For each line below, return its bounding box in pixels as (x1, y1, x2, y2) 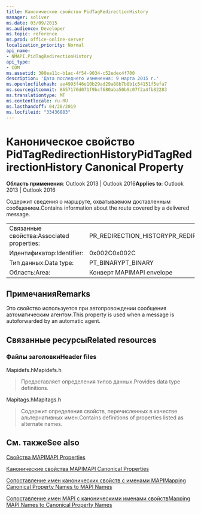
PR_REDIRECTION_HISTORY (89, 232, 169, 240)
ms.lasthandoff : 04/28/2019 (6, 103, 77, 110)
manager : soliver (6, 14, 50, 20)
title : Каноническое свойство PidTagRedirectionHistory (6, 8, 148, 15)
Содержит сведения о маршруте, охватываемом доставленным (6, 198, 171, 205)
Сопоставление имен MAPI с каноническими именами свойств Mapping (6, 495, 190, 502)
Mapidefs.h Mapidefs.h (6, 366, 62, 373)
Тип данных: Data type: (9, 259, 74, 267)
